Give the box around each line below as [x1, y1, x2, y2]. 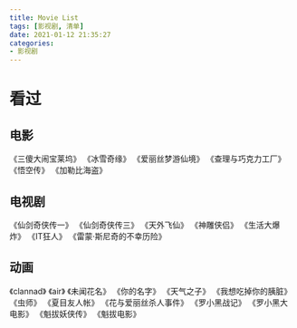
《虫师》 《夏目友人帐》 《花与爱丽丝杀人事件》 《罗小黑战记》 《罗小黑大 [9, 296, 288, 308]
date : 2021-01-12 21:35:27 [9, 30, 111, 39]
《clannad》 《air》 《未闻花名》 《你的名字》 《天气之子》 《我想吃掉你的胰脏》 [9, 285, 292, 296]
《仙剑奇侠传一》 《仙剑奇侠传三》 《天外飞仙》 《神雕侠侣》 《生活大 [9, 219, 273, 230]
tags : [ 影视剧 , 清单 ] [9, 22, 84, 31]
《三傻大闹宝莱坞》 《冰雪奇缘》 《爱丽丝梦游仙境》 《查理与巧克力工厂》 [9, 153, 286, 164]
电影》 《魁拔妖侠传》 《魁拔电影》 [9, 308, 141, 319]
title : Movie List [9, 13, 79, 23]
